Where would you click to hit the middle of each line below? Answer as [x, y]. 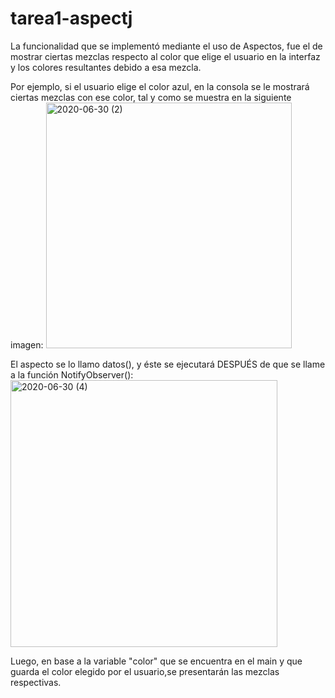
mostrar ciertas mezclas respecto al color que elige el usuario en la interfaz [165, 56]
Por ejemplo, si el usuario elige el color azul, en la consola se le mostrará [160, 86]
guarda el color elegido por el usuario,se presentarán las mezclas [145, 671]
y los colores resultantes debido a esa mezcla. [106, 67]
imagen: [27, 344]
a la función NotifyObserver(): [72, 374]
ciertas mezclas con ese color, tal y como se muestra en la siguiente [151, 97]
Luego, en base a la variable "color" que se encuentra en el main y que [156, 661]
